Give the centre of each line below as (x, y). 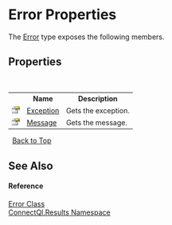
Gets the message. (97, 122)
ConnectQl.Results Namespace (59, 212)
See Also (31, 166)
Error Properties (63, 15)
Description (98, 99)
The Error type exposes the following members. (86, 37)
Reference (26, 186)
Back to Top (31, 140)
